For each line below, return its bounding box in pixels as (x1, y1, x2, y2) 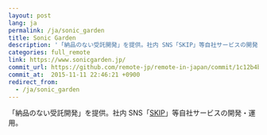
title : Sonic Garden (8, 33, 77, 42)
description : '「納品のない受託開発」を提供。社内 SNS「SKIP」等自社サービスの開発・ (8, 41, 265, 49)
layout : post (8, 11, 52, 20)
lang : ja (8, 19, 37, 27)
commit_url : (8, 64, 48, 71)
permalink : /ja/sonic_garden (8, 26, 105, 34)
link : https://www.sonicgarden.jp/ (8, 56, 126, 64)
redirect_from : (8, 78, 59, 86)
